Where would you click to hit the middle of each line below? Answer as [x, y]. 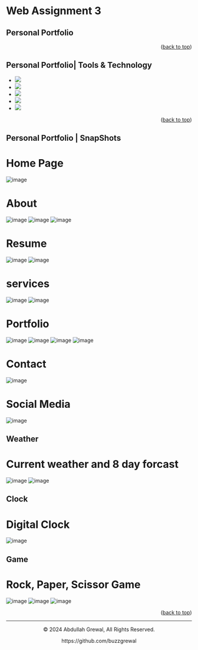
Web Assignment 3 [54, 11]
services [28, 284]
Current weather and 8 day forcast [92, 464]
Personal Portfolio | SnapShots [64, 138]
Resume [27, 244]
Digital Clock [38, 524]
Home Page [35, 164]
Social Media [38, 404]
